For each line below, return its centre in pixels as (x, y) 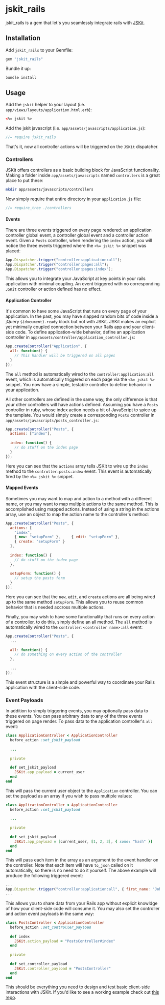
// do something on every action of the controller (68, 655)
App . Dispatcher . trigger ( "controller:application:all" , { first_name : (78, 889)
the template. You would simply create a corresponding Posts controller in (80, 415)
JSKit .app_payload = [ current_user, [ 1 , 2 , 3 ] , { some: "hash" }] (83, 841)
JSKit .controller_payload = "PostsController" (63, 968)
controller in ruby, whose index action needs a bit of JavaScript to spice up (81, 410)
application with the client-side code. (43, 687)
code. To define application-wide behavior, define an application (80, 332)
